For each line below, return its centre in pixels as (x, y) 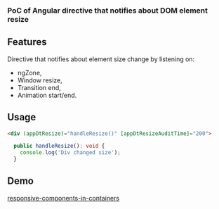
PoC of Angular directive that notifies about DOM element (108, 11)
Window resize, (40, 80)
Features (27, 42)
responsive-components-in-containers (64, 198)
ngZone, (29, 72)
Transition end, (39, 87)
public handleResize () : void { (59, 146)
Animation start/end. (47, 95)
